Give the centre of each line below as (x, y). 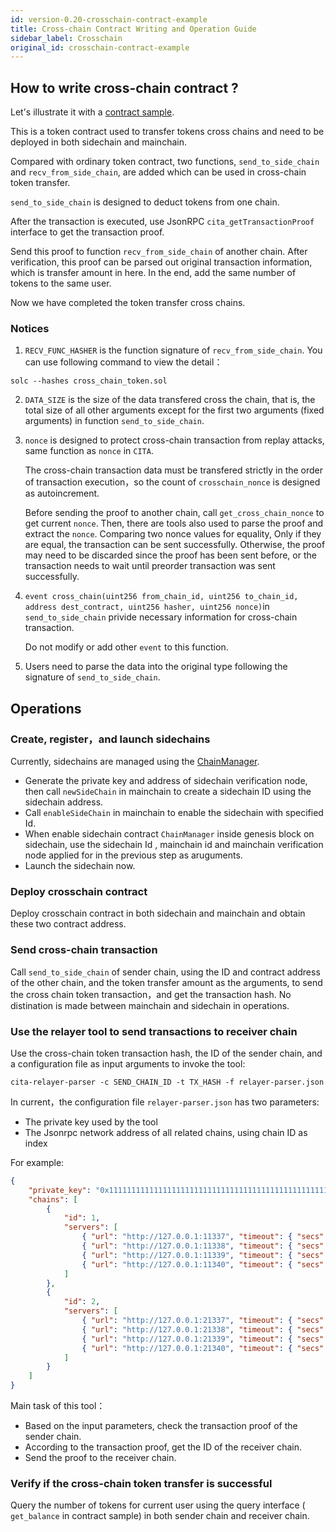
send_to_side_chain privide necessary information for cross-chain (161, 617)
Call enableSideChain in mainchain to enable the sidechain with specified (174, 813)
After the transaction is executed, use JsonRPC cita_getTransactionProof (162, 222)
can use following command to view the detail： (123, 362)
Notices (30, 328)
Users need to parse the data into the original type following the (156, 667)
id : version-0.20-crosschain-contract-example (109, 19)
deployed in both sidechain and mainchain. (98, 142)
